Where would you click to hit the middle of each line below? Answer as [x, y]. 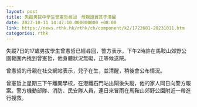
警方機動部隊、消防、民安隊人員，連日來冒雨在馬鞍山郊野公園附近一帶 [101, 91]
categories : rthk [27, 34]
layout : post [22, 11]
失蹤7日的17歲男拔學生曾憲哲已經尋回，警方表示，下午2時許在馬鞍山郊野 [94, 51]
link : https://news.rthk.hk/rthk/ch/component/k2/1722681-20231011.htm [95, 28]
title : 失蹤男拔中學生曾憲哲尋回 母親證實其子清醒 [61, 17]
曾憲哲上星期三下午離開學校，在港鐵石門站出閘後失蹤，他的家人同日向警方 [96, 83]
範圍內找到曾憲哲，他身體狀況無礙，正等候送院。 [70, 58]
